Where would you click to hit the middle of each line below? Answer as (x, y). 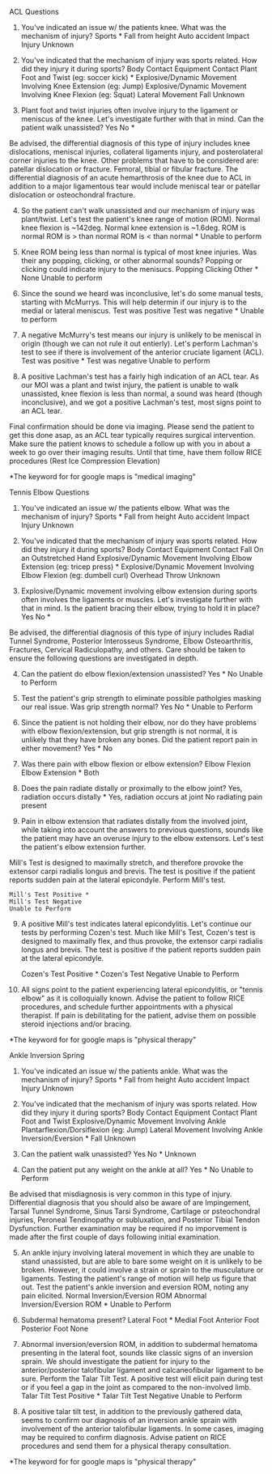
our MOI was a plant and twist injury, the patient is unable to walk (130, 385)
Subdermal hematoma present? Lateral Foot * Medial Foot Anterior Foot (140, 1320)
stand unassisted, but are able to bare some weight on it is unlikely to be (141, 1261)
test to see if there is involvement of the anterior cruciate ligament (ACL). (142, 352)
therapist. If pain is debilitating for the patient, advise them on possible (138, 1015)
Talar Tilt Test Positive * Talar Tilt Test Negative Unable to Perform (131, 1396)
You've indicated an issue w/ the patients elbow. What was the (125, 508)
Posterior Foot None (54, 1328)
